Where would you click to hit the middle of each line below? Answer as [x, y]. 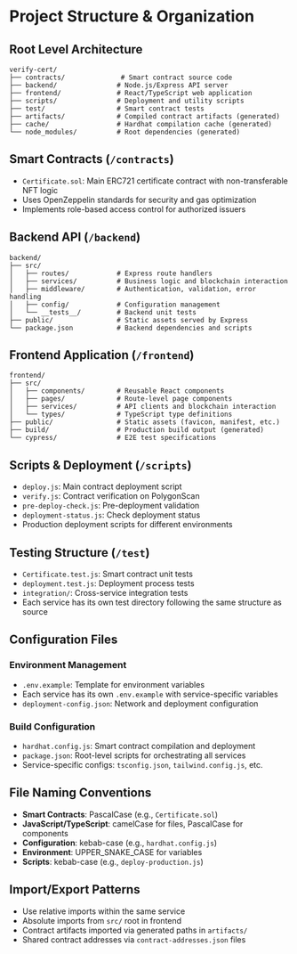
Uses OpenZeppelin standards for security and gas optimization [139, 200]
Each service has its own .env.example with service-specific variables [150, 694]
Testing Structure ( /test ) [80, 553]
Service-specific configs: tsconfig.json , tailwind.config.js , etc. [143, 765]
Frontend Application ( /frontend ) [102, 355]
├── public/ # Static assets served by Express [129, 320]
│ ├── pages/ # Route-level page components [121, 399]
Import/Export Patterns [75, 889]
